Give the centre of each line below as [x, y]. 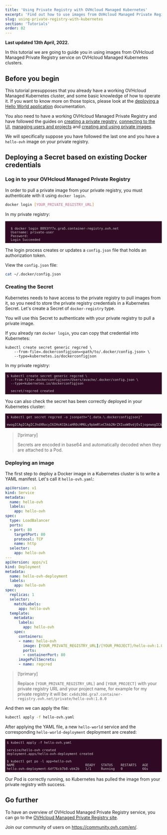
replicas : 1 [22, 595]
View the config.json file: [32, 265]
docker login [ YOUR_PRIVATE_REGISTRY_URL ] [50, 205]
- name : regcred [35, 664]
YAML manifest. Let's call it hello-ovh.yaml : [50, 479]
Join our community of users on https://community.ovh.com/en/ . [71, 827]
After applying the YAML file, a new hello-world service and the [71, 727]
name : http [25, 544]
